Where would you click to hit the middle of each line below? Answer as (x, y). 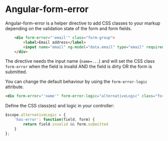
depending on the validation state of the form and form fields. (68, 28)
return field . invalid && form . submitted (66, 124)
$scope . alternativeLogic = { (35, 115)
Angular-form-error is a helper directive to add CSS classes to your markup (83, 23)
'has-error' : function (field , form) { (54, 120)
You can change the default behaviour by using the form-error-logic (76, 82)
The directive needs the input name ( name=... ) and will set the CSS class (80, 61)
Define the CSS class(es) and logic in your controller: (60, 106)
